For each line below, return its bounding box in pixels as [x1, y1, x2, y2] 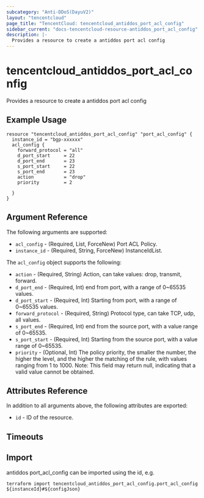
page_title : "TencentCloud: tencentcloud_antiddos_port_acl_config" [6, 20, 184, 26]
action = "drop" [17, 174, 86, 180]
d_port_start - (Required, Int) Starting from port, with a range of [15, 296, 177, 304]
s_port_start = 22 [17, 163, 75, 169]
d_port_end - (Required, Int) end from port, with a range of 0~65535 [15, 283, 186, 291]
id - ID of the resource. [15, 414, 74, 421]
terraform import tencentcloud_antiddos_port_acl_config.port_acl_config [6, 480, 199, 487]
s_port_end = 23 [17, 168, 75, 175]
